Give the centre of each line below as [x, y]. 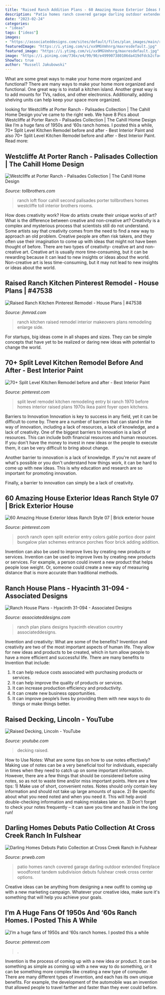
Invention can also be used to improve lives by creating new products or [78, 552]
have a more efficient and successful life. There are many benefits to [75, 658]
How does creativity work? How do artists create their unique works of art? [81, 215]
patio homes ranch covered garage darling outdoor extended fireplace [88, 867]
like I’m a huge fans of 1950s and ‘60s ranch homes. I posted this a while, [79, 125]
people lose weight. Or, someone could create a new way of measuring [77, 567]
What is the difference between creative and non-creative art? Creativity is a [82, 220]
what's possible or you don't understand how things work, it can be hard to [81, 463]
